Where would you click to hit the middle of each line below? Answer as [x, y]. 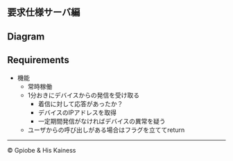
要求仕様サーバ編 [44, 12]
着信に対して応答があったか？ [80, 103]
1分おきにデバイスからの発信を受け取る [84, 95]
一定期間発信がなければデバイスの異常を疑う [102, 121]
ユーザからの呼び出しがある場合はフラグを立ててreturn [106, 130]
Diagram [26, 36]
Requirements [38, 60]
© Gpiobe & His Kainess [42, 150]
